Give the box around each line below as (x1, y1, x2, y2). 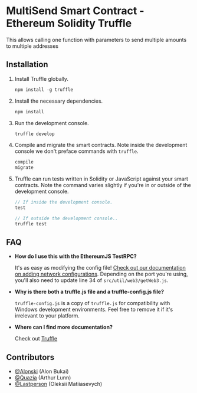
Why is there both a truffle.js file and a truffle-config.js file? (14, 288, 164, 296)
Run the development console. (14, 119, 90, 126)
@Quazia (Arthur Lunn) (14, 374, 71, 381)
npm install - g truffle (14, 87, 74, 93)
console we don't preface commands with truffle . (14, 148, 139, 155)
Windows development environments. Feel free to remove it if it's (14, 306, 173, 313)
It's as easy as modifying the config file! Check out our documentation (14, 264, 186, 271)
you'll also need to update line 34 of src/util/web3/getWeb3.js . (14, 277, 169, 284)
